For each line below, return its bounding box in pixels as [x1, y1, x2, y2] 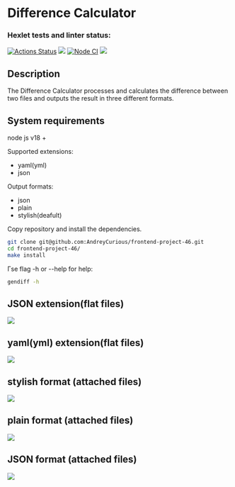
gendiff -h [7, 278, 40, 285]
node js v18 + [7, 133, 47, 142]
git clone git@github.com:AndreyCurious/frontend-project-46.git [7, 239, 204, 246]
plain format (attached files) [7, 415, 134, 427]
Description [7, 67, 60, 79]
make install [7, 252, 46, 259]
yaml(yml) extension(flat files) [7, 337, 144, 349]
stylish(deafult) [17, 211, 62, 220]
